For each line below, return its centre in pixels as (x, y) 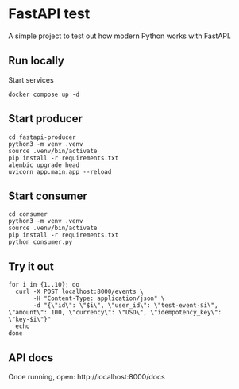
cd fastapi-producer (42, 137)
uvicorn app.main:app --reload (60, 171)
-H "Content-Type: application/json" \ (99, 298)
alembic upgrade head (44, 165)
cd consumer (28, 214)
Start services (31, 79)
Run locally (37, 61)
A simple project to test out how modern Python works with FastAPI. (120, 36)
